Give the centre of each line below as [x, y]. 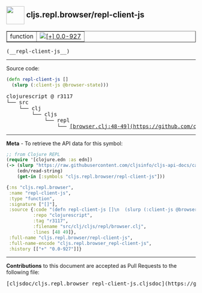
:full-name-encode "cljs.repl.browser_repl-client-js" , [80, 243]
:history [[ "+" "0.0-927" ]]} [45, 249]
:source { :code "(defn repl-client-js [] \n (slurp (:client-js [91, 210]
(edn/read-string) [40, 171]
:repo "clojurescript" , [63, 216]
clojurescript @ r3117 [40, 96]
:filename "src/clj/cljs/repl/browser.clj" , [90, 227]
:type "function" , [32, 199]
